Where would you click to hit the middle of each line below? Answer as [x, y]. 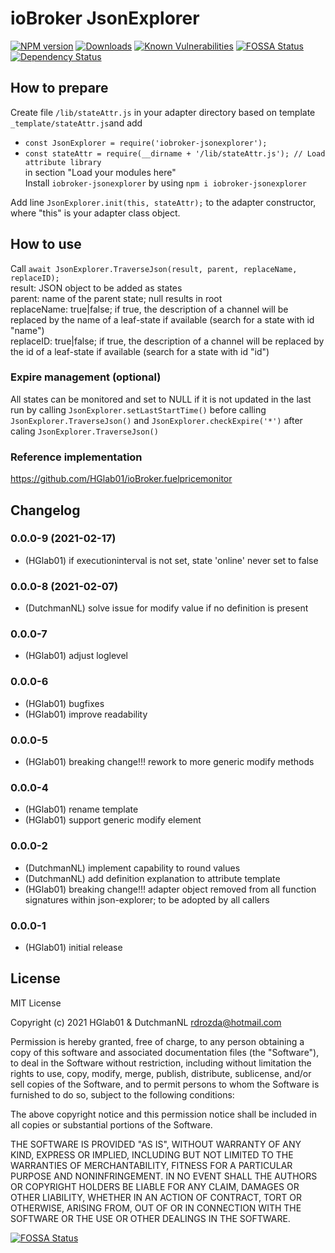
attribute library [63, 162]
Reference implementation [76, 457]
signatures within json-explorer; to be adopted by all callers [147, 899]
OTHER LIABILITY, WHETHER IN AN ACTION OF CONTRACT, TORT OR [156, 1197]
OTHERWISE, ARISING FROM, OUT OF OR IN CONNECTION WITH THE [156, 1208]
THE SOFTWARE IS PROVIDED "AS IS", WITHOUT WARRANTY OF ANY [156, 1144]
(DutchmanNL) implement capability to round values [132, 868]
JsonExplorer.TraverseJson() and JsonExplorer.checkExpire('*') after [156, 420]
